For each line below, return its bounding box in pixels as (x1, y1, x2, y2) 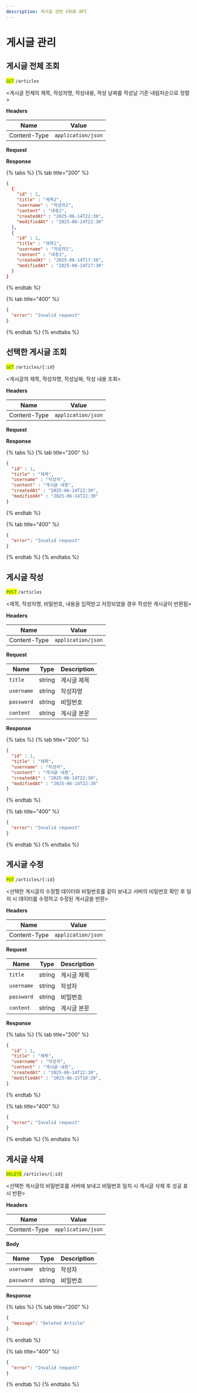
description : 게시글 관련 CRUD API (6, 8, 87, 15)
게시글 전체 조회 (6, 61, 60, 71)
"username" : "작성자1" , (16, 246, 74, 252)
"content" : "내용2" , (16, 208, 68, 214)
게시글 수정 (6, 859, 44, 869)
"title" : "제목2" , (16, 197, 62, 203)
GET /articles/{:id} (6, 364, 55, 370)
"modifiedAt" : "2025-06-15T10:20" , (11, 1075, 101, 1081)
